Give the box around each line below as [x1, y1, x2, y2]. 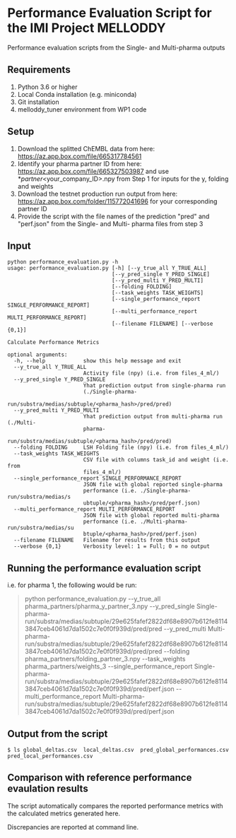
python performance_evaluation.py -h [7, 259, 119, 266]
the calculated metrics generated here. [7, 809, 121, 818]
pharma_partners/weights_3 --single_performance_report [24, 662, 193, 671]
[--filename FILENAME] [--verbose [112, 320, 213, 328]
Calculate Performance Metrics [7, 339, 100, 346]
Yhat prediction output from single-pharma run [83, 382, 226, 389]
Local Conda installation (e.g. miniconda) [17, 90, 137, 98]
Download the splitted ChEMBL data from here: [17, 144, 155, 153]
